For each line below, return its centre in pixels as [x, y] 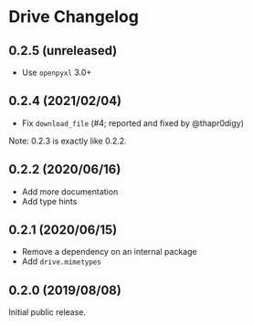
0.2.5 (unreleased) [63, 51]
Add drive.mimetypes [61, 261]
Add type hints [49, 201]
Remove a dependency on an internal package [109, 252]
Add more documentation [70, 191]
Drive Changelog [74, 17]
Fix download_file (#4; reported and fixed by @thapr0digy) [132, 123]
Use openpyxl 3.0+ [57, 72]
